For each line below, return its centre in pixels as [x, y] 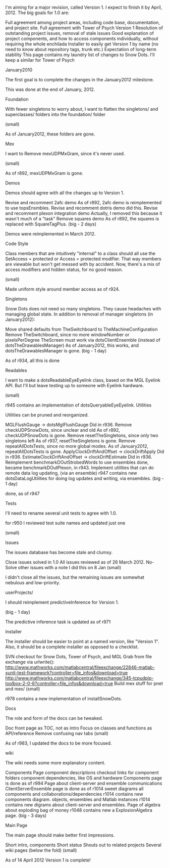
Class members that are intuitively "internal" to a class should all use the [80, 253]
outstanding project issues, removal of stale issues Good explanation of [79, 33]
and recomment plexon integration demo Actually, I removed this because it [84, 213]
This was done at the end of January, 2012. [50, 89]
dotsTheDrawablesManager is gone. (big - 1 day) [56, 351]
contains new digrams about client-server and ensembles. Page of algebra [83, 805]
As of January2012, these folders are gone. [50, 134]
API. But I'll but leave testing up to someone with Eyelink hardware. [75, 385]
